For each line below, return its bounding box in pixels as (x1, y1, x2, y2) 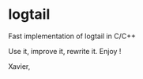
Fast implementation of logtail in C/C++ (8, 31, 136, 41)
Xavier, (8, 61, 31, 71)
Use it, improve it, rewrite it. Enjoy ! (8, 46, 122, 56)
